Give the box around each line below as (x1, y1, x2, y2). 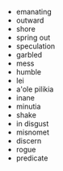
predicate (15, 153, 48, 163)
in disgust (15, 119, 49, 128)
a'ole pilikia (15, 84, 54, 94)
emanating (15, 7, 52, 16)
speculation (15, 41, 56, 51)
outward (15, 15, 44, 25)
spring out (15, 32, 51, 42)
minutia (15, 101, 41, 111)
